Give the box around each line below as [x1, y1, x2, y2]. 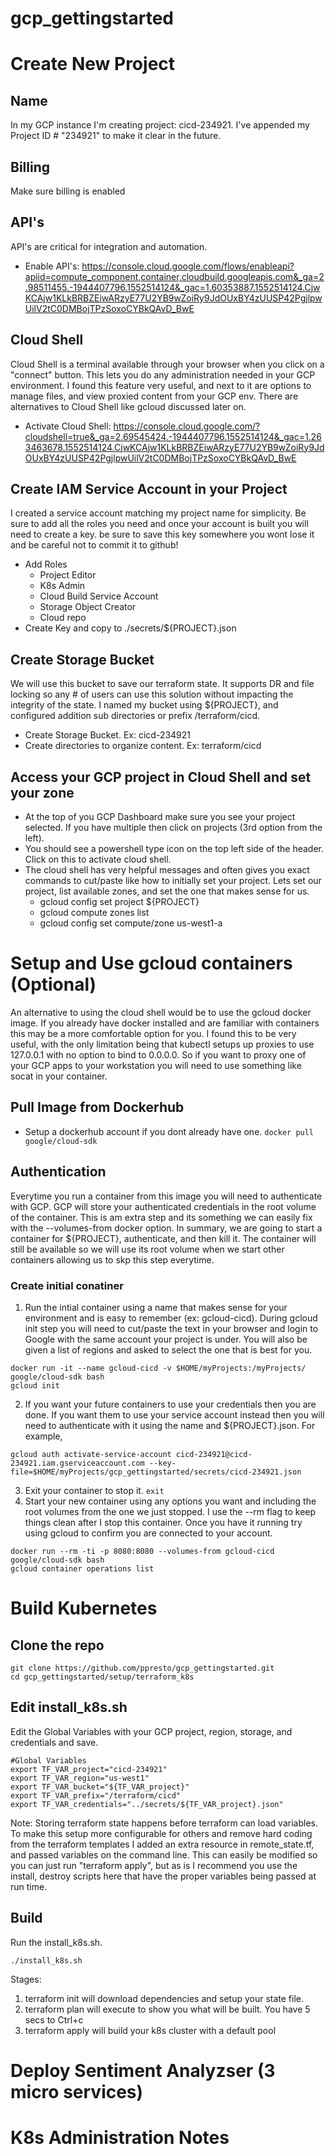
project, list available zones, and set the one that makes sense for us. [24, 885, 310, 897]
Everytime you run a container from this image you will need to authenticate [10, 1190, 323, 1202]
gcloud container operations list [10, 1563, 155, 1574]
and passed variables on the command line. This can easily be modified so [10, 1848, 318, 1861]
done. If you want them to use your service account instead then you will [24, 1408, 325, 1421]
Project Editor [39, 569, 97, 581]
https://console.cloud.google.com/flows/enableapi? [81, 260, 295, 272]
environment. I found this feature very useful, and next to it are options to [10, 379, 312, 391]
